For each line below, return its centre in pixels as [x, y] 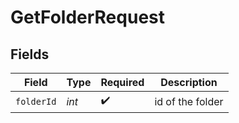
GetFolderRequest [87, 17]
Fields [30, 54]
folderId [36, 101]
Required [122, 82]
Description [189, 82]
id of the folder [189, 101]
